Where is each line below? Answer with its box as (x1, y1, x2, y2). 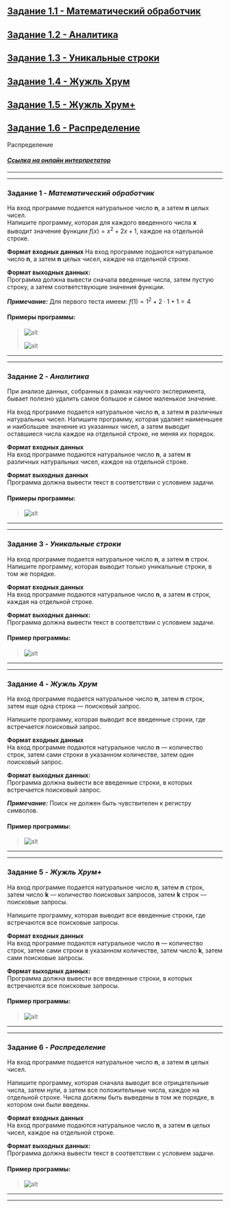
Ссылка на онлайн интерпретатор (7, 156, 111, 164)
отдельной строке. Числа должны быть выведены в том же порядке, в (7, 1093, 214, 1101)
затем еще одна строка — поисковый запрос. (7, 702, 142, 711)
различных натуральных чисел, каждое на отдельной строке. (7, 458, 188, 466)
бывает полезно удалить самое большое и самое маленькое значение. (7, 394, 217, 403)
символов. (7, 807, 38, 815)
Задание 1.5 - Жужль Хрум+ (7, 99, 136, 111)
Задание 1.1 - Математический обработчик (7, 5, 201, 17)
